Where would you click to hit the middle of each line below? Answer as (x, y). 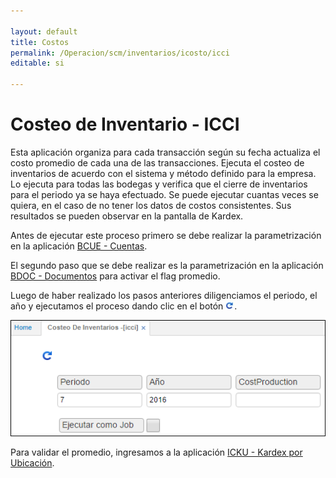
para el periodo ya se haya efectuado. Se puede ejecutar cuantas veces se (164, 194)
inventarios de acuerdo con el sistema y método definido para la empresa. (163, 173)
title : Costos (40, 42)
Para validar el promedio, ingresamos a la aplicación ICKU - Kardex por (156, 452)
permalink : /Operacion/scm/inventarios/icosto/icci (120, 53)
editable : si (37, 63)
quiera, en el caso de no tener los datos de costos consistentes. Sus (151, 205)
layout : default (44, 31)
